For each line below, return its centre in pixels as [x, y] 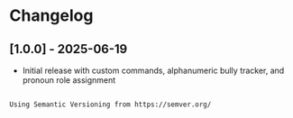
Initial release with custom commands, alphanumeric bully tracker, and [153, 70]
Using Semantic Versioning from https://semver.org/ [110, 104]
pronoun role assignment [69, 80]
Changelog [51, 16]
